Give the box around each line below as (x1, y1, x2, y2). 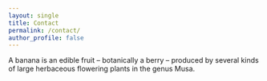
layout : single (8, 11, 59, 20)
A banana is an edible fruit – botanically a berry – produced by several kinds (8, 56, 259, 65)
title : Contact (8, 19, 59, 27)
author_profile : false (8, 33, 84, 42)
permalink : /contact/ (8, 26, 81, 34)
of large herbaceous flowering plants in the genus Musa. (8, 64, 196, 74)
